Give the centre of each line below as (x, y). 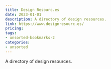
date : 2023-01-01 (23, 14)
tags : (11, 33)
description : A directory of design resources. (56, 19)
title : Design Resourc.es (32, 10)
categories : (18, 42)
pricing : (14, 28)
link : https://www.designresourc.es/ (45, 24)
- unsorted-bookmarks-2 (30, 38)
